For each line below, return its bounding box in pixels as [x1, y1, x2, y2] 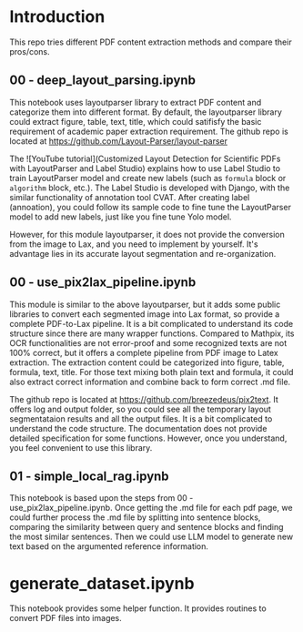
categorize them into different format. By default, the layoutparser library [9, 107, 282, 117]
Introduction [9, 6, 106, 27]
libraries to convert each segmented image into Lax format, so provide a [9, 308, 280, 320]
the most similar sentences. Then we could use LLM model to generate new [9, 531, 294, 543]
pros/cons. [9, 46, 50, 56]
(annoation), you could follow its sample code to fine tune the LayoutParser [9, 201, 291, 212]
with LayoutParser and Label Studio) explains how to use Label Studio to [9, 162, 280, 174]
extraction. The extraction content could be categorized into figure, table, [9, 357, 285, 368]
